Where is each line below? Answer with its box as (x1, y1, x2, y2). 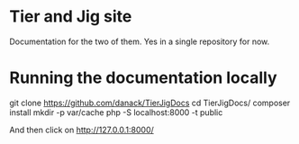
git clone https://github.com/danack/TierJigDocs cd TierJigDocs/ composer (9, 97, 291, 108)
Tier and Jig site (9, 6, 132, 27)
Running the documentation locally (9, 67, 277, 88)
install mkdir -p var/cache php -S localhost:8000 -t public (9, 106, 223, 118)
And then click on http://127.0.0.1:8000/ (9, 124, 155, 135)
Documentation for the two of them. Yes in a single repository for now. (9, 36, 270, 47)
